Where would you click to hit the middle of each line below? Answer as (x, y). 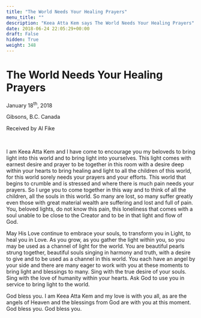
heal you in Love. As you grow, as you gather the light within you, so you (95, 240)
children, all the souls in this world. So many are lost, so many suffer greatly (100, 196)
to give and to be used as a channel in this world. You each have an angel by (101, 259)
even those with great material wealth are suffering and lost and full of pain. (100, 203)
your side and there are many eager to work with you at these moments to (98, 265)
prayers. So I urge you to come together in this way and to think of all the (96, 190)
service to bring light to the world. (48, 284)
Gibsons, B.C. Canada (33, 117)
